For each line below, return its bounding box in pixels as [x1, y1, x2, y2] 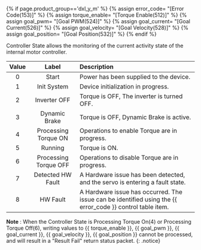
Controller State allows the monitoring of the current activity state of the [6, 42, 184, 49]
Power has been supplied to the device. [80, 73, 190, 81]
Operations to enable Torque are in [80, 127, 178, 135]
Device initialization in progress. [80, 83, 169, 90]
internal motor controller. [6, 48, 67, 56]
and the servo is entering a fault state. [80, 178, 186, 186]
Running [41, 144, 65, 152]
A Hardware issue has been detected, [80, 170, 185, 179]
